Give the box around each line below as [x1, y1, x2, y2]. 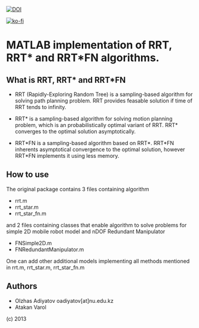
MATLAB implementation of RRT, [6, 38, 172, 52]
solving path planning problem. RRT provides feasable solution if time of [14, 97, 193, 104]
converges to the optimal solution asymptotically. [14, 128, 136, 135]
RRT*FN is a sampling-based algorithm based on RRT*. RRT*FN [14, 140, 174, 146]
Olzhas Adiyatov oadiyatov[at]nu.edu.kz [14, 297, 114, 304]
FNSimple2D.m [14, 239, 52, 246]
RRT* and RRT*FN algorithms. [6, 51, 160, 65]
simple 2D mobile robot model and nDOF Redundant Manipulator [6, 228, 166, 235]
